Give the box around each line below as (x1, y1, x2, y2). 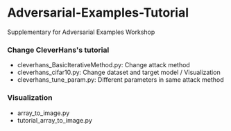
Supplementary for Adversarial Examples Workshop (7, 28, 155, 36)
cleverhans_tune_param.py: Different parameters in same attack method (17, 76, 224, 84)
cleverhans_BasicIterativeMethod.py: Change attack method (17, 61, 191, 69)
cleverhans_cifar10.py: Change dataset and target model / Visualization (17, 68, 221, 77)
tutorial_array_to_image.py (17, 116, 92, 124)
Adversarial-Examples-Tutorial (7, 5, 189, 21)
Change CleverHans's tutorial (7, 45, 110, 55)
